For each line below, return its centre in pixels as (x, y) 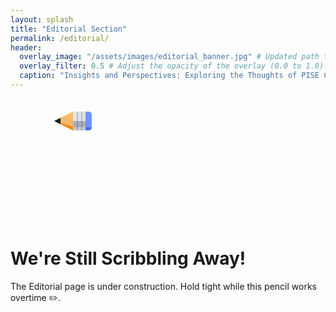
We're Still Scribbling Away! (128, 258)
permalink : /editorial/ (60, 38)
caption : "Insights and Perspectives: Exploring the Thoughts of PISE (169, 76)
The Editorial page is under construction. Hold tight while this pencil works (163, 286)
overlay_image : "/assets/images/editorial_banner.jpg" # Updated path (169, 57)
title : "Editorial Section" (69, 29)
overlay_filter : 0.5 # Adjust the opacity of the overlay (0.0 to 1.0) (172, 66)
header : (26, 47)
